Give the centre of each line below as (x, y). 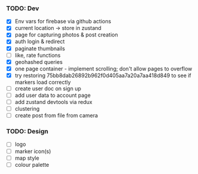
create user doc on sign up (48, 88)
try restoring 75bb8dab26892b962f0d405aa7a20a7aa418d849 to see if (103, 75)
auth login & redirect (40, 42)
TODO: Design (27, 132)
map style (27, 158)
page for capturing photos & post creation (66, 35)
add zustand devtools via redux (53, 102)
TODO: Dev (23, 8)
